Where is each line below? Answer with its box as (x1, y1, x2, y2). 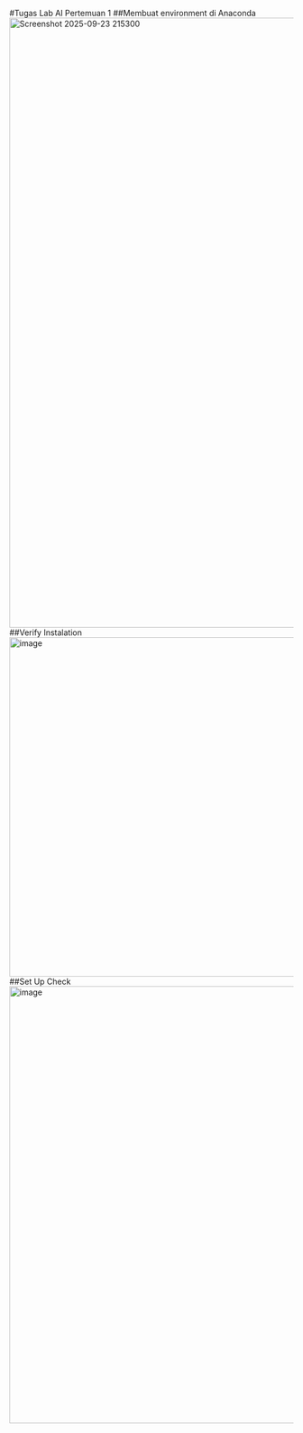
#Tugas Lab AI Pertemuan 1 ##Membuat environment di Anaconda (9, 8, 257, 18)
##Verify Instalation (9, 627, 83, 638)
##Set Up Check (9, 976, 71, 987)
